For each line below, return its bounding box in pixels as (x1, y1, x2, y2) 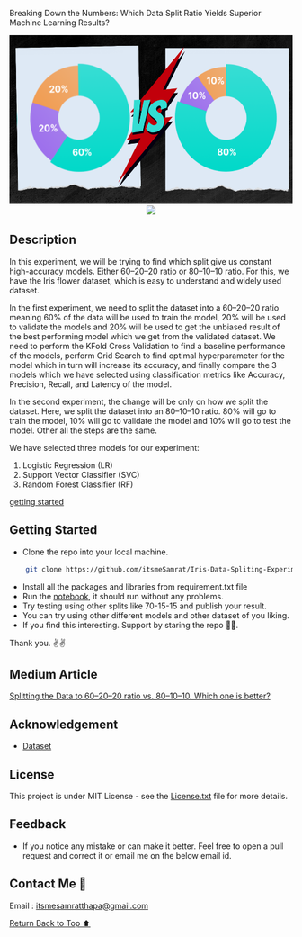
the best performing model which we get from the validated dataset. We (9, 330, 276, 341)
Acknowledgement (9, 716, 119, 732)
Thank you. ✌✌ (9, 637, 66, 648)
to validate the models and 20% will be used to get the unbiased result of (9, 321, 280, 332)
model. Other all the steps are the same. (9, 425, 157, 436)
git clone (25, 564, 63, 574)
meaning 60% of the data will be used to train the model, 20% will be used (9, 311, 286, 322)
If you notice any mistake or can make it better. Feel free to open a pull (22, 841, 284, 851)
